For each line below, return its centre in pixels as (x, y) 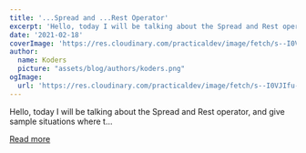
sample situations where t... (61, 121)
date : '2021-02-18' (46, 35)
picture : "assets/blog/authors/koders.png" (101, 69)
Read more (30, 138)
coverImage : (32, 43)
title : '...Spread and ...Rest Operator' (89, 18)
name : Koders (42, 60)
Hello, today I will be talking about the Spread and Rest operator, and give (147, 111)
